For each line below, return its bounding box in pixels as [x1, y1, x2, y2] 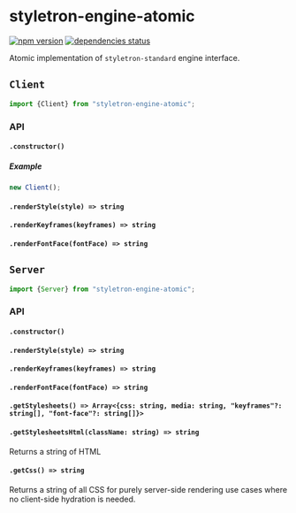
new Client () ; [9, 183, 62, 192]
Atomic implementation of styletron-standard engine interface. [9, 52, 240, 63]
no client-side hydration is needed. [9, 494, 136, 504]
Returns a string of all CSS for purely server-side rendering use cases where [9, 484, 288, 494]
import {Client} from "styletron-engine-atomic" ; [9, 99, 196, 108]
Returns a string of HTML [9, 446, 102, 456]
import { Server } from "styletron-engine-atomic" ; [9, 285, 196, 294]
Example [9, 161, 42, 172]
